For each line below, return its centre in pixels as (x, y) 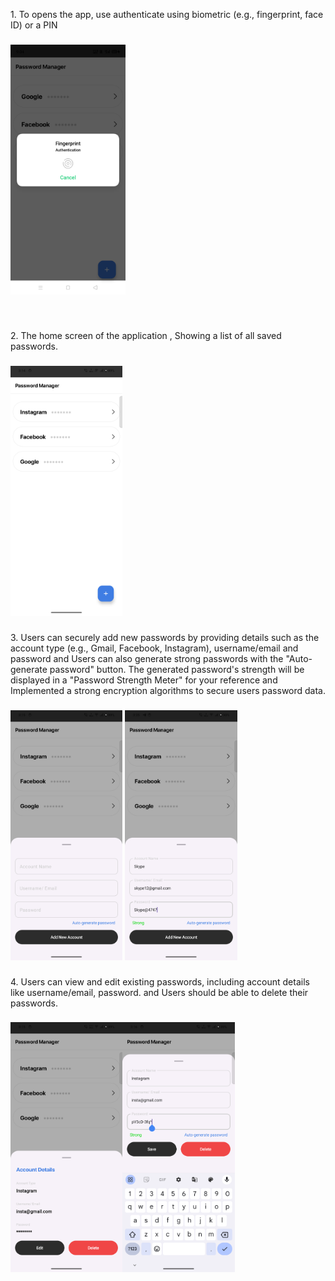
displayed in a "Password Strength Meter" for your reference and (144, 680)
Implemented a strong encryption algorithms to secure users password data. (168, 690)
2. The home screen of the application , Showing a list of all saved (146, 335)
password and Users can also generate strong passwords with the (147, 658)
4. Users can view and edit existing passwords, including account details (160, 981)
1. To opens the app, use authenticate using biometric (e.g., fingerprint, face (167, 14)
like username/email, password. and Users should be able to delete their (159, 992)
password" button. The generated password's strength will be (177, 669)
